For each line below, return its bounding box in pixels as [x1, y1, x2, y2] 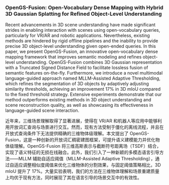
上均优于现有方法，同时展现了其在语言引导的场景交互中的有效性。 [5, 174, 142, 180]
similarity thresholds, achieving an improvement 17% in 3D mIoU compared [5, 86, 161, 92]
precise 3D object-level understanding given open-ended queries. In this [5, 43, 156, 49]
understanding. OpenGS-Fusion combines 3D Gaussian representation [16, 59, 162, 66]
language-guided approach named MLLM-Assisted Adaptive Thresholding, [5, 75, 161, 82]
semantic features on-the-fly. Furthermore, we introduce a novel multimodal [5, 70, 163, 76]
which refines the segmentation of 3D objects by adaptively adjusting [5, 81, 149, 87]
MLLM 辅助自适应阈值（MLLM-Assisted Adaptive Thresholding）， [18, 156, 155, 162]
